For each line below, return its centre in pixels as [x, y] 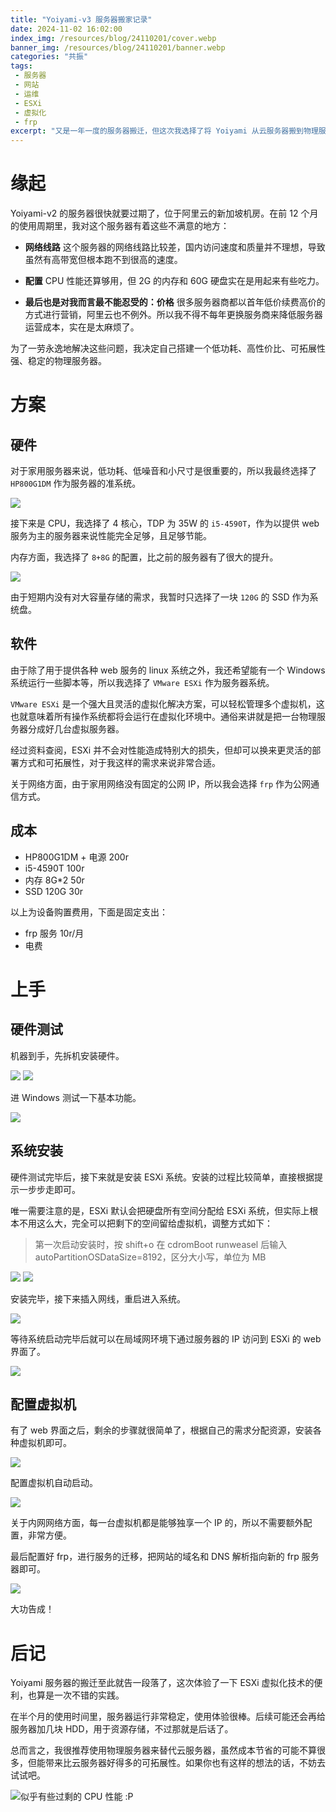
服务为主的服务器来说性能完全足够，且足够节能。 [111, 536]
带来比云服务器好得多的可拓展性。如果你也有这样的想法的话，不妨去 [185, 1763]
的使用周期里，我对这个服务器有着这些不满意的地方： [120, 226]
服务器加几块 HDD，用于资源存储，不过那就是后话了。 [122, 1729]
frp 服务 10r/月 [54, 933]
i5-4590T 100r [54, 868]
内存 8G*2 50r [54, 880]
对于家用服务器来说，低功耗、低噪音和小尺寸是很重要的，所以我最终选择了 [163, 471]
